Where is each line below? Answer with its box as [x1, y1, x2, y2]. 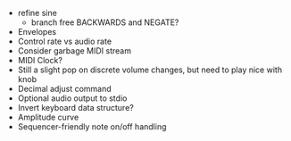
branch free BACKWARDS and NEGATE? [30, 17, 179, 28]
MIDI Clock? [17, 55, 62, 65]
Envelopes [17, 27, 56, 37]
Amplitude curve [17, 112, 79, 122]
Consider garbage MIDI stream [17, 46, 132, 56]
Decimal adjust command [17, 84, 112, 94]
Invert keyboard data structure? [17, 103, 134, 112]
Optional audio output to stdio [17, 93, 128, 104]
